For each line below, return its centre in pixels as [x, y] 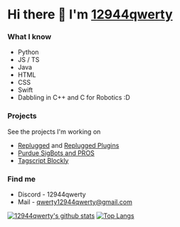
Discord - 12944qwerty [52, 194]
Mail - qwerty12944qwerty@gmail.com [75, 202]
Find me [22, 179]
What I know [30, 37]
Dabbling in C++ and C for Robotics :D [74, 97]
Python [28, 52]
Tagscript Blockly [43, 160]
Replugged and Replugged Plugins [68, 145]
